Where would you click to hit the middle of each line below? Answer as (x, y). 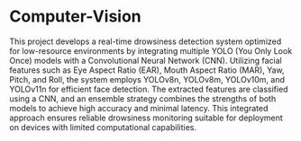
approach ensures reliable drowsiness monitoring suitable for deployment (146, 118)
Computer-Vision (75, 17)
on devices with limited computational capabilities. (103, 127)
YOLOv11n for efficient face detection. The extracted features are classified (149, 89)
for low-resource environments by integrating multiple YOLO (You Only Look (151, 50)
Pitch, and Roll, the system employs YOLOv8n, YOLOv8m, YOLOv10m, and (147, 79)
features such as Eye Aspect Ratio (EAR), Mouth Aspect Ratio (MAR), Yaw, (147, 70)
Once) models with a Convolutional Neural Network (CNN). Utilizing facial (146, 60)
